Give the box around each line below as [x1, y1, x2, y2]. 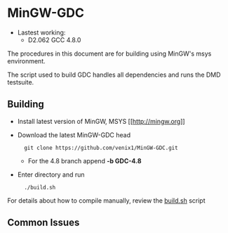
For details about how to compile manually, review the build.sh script [7, 196, 206, 205]
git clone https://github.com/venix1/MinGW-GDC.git [24, 144, 178, 151]
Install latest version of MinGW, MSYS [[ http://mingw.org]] [17, 117, 185, 125]
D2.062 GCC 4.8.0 [27, 35, 81, 44]
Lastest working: [17, 28, 66, 37]
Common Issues [7, 217, 80, 229]
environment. [7, 56, 46, 65]
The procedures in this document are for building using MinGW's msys [7, 49, 212, 58]
